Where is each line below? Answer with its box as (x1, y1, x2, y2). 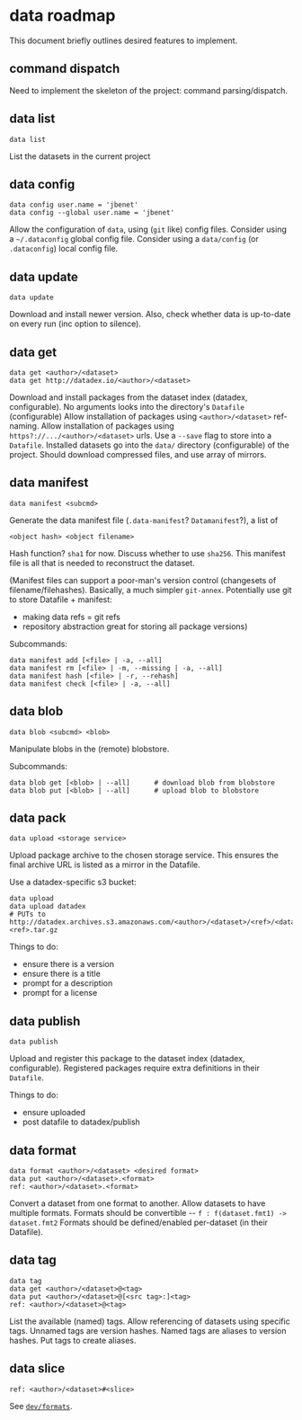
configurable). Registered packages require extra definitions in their (9, 1062, 261, 1074)
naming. (9, 421, 40, 431)
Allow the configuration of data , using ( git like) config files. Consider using (9, 224, 288, 235)
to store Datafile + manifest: (9, 594, 112, 605)
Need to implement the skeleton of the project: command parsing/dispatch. (9, 84, 288, 95)
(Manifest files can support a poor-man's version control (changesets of (9, 574, 277, 585)
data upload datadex (9, 902, 87, 911)
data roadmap (9, 5, 116, 26)
